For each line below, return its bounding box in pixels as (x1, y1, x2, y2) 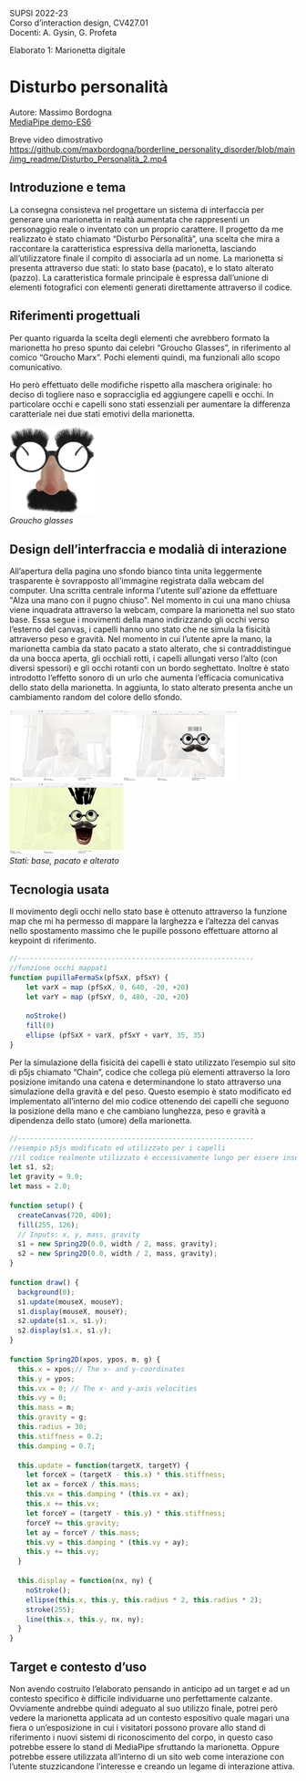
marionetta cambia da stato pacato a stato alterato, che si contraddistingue (9, 643, 291, 655)
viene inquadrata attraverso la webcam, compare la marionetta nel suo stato (9, 605, 296, 616)
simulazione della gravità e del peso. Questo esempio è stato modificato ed (9, 1085, 291, 1097)
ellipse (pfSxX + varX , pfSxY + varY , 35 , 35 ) (25, 1030, 206, 1041)
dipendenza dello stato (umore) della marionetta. (9, 1114, 193, 1125)
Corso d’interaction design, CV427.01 (9, 17, 148, 28)
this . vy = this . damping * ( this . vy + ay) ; (25, 1538, 189, 1547)
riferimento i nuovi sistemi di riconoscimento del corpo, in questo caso (9, 1732, 274, 1743)
